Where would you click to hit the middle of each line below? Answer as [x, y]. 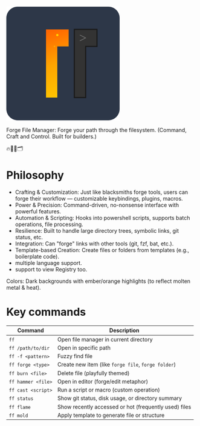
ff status [21, 399]
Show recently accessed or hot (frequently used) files [124, 407]
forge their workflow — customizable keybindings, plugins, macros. [99, 198]
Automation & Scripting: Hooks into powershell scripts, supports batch [102, 218]
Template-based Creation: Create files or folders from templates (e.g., [102, 250]
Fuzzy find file [75, 356]
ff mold [18, 416]
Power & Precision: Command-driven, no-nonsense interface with [97, 205]
